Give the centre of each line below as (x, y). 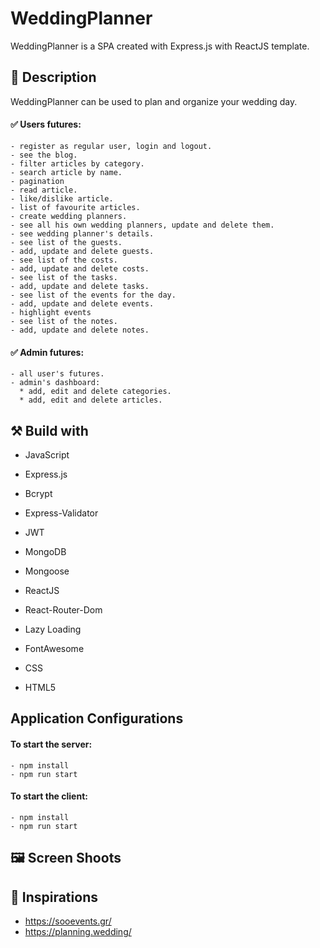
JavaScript (47, 454)
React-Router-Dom (63, 609)
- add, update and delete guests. (82, 251)
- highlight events (51, 312)
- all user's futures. (57, 374)
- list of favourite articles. (75, 207)
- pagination (37, 181)
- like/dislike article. (62, 198)
